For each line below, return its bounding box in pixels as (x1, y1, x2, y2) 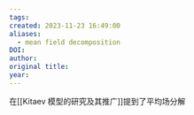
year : (9, 71, 29, 80)
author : (9, 54, 38, 63)
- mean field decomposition (17, 37, 121, 47)
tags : (9, 12, 29, 22)
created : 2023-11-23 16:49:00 (9, 21, 121, 30)
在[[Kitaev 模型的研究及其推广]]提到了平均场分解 (9, 96, 186, 106)
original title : (9, 63, 69, 72)
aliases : (9, 29, 42, 38)
